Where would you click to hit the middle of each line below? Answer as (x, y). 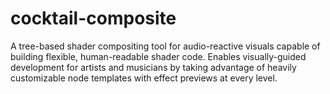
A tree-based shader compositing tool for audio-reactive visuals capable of (165, 46)
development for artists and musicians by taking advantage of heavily (153, 67)
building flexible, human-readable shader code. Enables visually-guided (158, 56)
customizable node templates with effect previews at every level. (144, 78)
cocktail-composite (93, 18)
